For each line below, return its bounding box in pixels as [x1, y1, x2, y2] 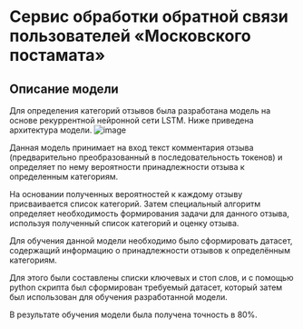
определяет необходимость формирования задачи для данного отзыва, [9, 208, 290, 219]
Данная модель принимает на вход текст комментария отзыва [9, 143, 254, 153]
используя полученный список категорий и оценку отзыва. [9, 218, 239, 228]
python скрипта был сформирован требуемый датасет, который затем [9, 282, 283, 293]
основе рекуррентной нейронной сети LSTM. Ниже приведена [9, 115, 254, 125]
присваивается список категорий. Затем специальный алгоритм [9, 198, 261, 209]
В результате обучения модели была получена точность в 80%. [9, 309, 259, 320]
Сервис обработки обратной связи [9, 6, 288, 27]
